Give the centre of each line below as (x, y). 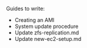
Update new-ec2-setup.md (48, 39)
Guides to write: (25, 9)
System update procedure (46, 26)
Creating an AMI (35, 20)
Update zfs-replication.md (47, 33)
